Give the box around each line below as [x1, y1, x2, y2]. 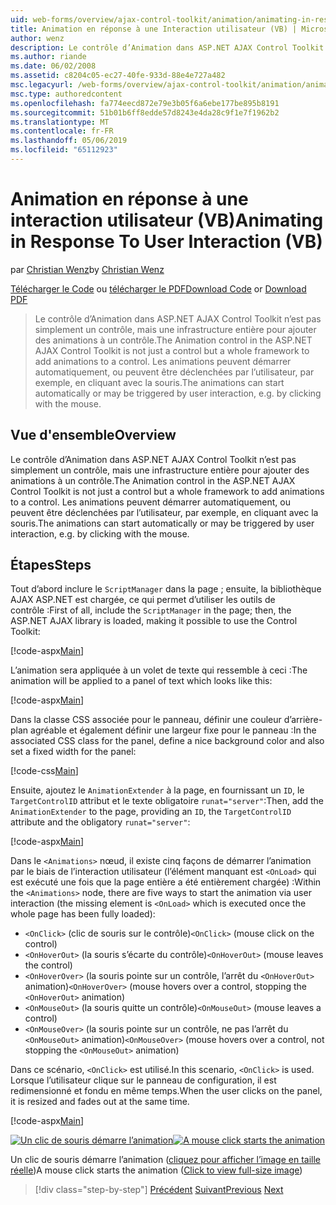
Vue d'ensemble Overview [10, 427, 177, 444]
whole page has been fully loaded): [10, 908, 156, 920]
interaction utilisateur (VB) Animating [10, 209, 324, 232]
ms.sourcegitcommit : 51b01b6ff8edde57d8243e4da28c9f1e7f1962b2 [10, 107, 280, 118]
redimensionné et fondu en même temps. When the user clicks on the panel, [10, 1085, 323, 1097]
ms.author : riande [10, 52, 87, 62]
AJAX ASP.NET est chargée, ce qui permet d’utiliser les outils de [10, 594, 276, 606]
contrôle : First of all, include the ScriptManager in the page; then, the [10, 604, 292, 616]
